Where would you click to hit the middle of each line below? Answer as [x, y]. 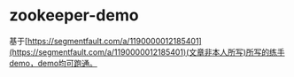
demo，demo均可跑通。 [53, 63]
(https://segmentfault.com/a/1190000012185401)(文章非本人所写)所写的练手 [147, 52]
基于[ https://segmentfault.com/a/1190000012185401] [105, 41]
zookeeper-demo [74, 15]
